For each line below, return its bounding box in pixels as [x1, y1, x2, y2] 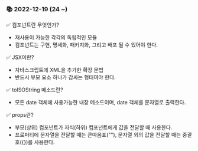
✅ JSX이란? [6, 54, 34, 61]
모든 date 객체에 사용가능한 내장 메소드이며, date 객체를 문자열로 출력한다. [14, 99, 186, 106]
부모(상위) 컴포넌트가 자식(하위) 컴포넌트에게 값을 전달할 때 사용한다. [14, 124, 173, 131]
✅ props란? [6, 111, 34, 119]
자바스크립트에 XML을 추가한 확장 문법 [14, 67, 103, 74]
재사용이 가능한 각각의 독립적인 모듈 [14, 34, 98, 41]
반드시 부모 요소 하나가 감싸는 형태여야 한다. [14, 74, 116, 81]
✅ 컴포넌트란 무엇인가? [6, 21, 59, 28]
